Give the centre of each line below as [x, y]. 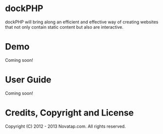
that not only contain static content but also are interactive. [64, 27]
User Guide [28, 80]
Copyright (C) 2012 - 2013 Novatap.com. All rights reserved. [65, 126]
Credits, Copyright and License [70, 113]
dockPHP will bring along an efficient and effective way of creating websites [82, 22]
